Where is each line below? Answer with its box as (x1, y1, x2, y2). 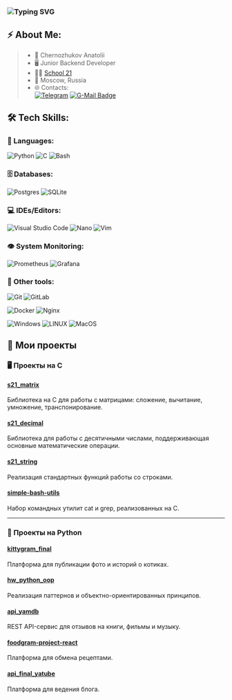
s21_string (7, 457, 38, 466)
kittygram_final (7, 545, 52, 553)
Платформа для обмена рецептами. (7, 654, 113, 662)
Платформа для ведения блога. (7, 685, 100, 693)
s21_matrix (7, 380, 39, 388)
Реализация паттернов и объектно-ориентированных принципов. (7, 592, 202, 600)
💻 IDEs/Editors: (7, 205, 61, 215)
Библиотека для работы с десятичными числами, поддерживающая (7, 434, 209, 442)
